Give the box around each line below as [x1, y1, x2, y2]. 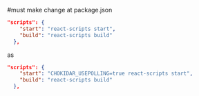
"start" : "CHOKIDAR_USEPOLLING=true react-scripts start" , [19, 70, 193, 77]
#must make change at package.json [7, 6, 113, 14]
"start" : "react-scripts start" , [19, 25, 116, 32]
